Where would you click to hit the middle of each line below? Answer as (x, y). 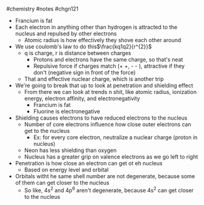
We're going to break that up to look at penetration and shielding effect (104, 85)
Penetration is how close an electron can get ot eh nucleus (89, 163)
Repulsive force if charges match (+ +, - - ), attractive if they (109, 66)
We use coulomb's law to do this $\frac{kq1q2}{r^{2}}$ (83, 46)
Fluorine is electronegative (67, 111)
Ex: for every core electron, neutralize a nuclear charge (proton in (115, 137)
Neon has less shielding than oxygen (70, 150)
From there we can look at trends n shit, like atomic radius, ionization (110, 92)
